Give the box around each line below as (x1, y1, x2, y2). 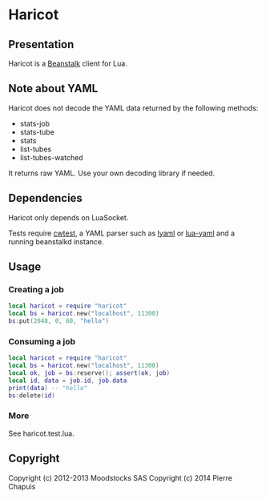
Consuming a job (8, 336, 76, 347)
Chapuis (8, 481, 36, 491)
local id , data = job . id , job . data (8, 376, 127, 384)
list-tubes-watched (19, 152, 83, 162)
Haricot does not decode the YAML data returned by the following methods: (8, 103, 259, 113)
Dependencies (8, 191, 83, 205)
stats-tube (19, 127, 54, 137)
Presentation (8, 38, 75, 51)
